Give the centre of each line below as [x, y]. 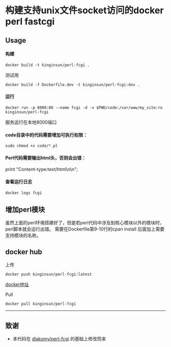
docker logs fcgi [24, 193]
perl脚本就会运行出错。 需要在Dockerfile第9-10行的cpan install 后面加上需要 [85, 229]
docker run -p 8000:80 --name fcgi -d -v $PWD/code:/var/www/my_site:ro [84, 107]
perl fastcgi [30, 22]
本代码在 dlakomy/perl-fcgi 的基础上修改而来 [59, 339]
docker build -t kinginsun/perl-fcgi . [48, 65]
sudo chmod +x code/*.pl [32, 146]
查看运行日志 [19, 182]
